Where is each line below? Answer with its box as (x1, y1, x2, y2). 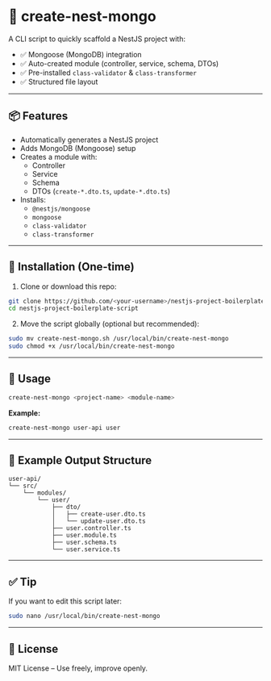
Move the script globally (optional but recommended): (19, 319, 200, 329)
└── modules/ (23, 489, 67, 497)
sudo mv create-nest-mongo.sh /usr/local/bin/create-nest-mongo (8, 335, 229, 343)
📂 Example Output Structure (8, 453, 152, 467)
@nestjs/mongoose (31, 205, 91, 213)
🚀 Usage (8, 372, 51, 386)
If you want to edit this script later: (8, 596, 123, 606)
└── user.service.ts (51, 545, 121, 554)
